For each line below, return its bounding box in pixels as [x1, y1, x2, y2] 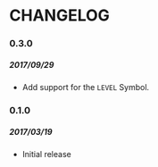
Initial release [21, 148, 71, 159]
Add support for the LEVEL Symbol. [21, 82, 150, 93]
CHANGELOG [9, 5, 110, 26]
